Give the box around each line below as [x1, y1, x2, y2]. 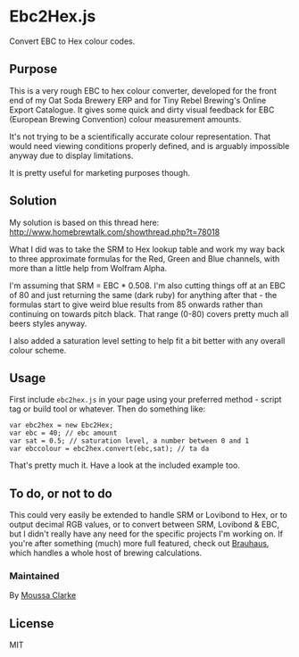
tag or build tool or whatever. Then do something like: [9, 403, 206, 414]
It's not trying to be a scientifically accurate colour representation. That [9, 131, 271, 142]
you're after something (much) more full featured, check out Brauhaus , [9, 538, 270, 549]
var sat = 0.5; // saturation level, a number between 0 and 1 [9, 437, 250, 445]
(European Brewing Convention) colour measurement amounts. [9, 113, 242, 124]
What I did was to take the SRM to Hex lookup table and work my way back [9, 244, 286, 254]
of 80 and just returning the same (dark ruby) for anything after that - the [9, 289, 278, 300]
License [9, 616, 54, 631]
